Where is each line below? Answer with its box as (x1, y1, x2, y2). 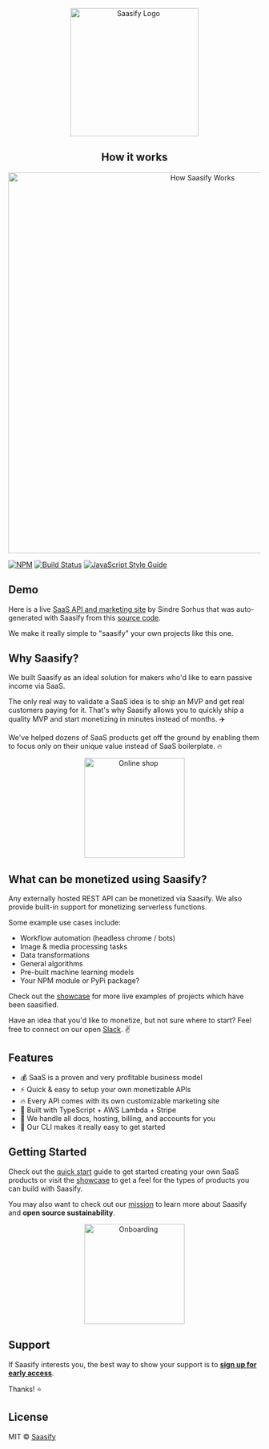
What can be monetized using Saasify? (8, 872, 207, 886)
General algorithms (19, 959, 83, 969)
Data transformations (19, 950, 90, 960)
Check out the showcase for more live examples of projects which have (8, 991, 244, 1002)
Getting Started (8, 1145, 87, 1159)
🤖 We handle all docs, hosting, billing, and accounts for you (19, 1114, 216, 1123)
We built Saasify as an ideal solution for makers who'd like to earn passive (8, 673, 253, 682)
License (8, 1411, 49, 1424)
